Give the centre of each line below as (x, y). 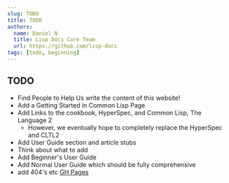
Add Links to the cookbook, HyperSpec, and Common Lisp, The (109, 112)
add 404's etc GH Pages (53, 172)
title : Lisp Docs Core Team (55, 40)
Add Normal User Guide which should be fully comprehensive (106, 164)
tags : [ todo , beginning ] (43, 53)
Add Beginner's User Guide (57, 157)
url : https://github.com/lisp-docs (65, 46)
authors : (20, 27)
